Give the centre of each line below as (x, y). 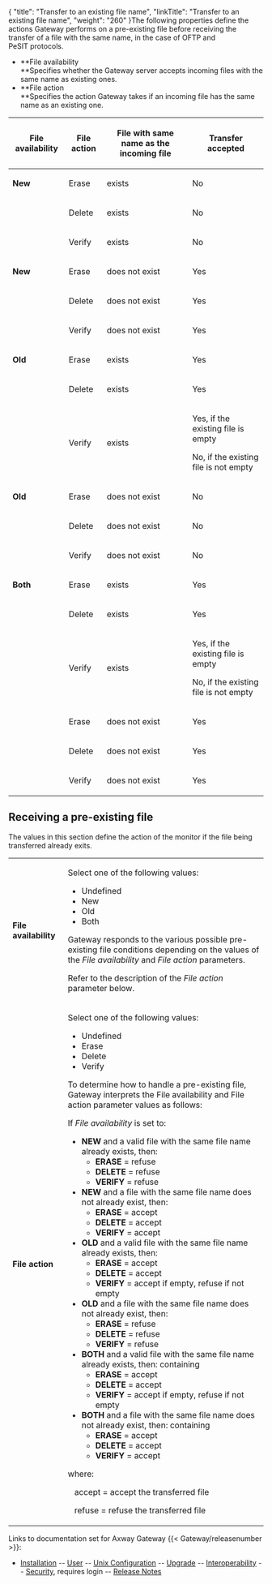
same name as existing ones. (68, 79)
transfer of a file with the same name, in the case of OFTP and (112, 37)
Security (40, 1571)
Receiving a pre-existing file (81, 817)
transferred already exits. (51, 845)
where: (81, 1474)
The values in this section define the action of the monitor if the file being (130, 837)
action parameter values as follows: (135, 1105)
